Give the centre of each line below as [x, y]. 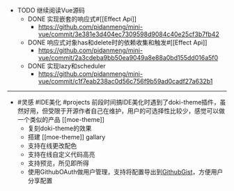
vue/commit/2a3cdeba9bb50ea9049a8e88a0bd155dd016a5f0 [128, 58]
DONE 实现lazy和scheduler [67, 66]
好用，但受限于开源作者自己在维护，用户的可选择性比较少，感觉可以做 [124, 111]
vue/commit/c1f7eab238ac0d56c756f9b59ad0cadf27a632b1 [125, 81]
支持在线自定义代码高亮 [61, 154]
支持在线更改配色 [52, 146]
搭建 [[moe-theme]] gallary [67, 137]
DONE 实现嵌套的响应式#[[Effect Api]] [82, 19]
